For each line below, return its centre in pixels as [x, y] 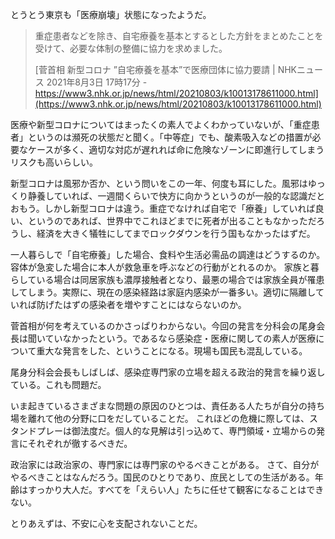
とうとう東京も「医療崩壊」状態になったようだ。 [111, 14]
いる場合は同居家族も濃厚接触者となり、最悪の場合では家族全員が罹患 [180, 279]
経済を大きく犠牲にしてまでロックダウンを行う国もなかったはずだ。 [176, 233]
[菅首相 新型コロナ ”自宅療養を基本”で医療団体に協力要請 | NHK [165, 69]
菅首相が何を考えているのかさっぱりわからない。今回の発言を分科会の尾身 [163, 326]
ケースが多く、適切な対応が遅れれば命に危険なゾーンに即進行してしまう [176, 149]
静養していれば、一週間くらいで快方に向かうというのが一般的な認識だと [176, 196]
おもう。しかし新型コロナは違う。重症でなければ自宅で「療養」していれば [163, 208]
